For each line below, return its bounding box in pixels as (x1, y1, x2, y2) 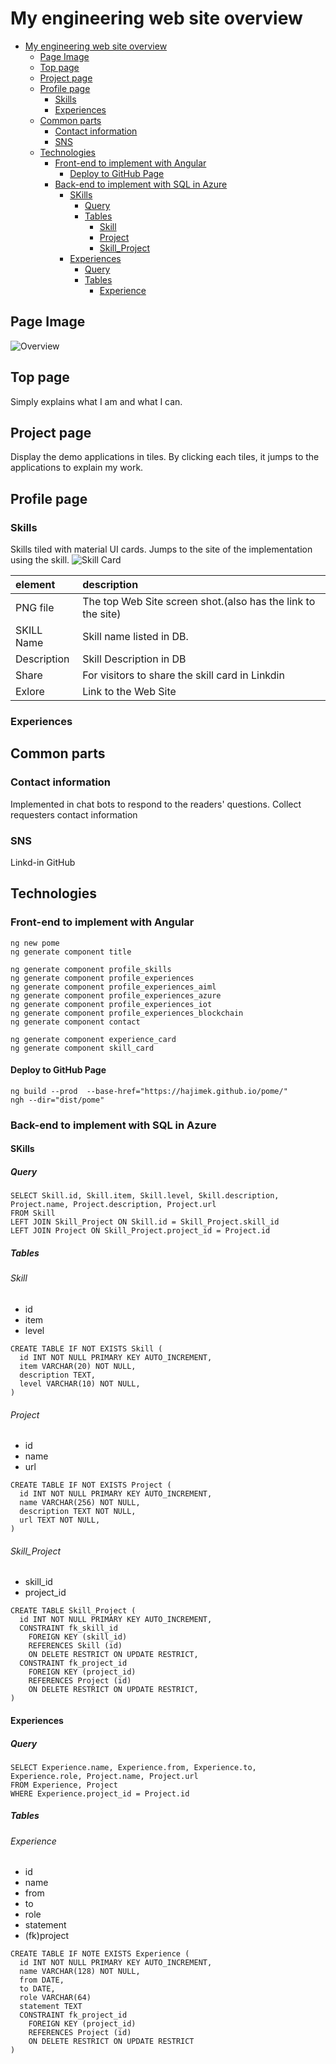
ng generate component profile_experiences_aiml (10, 982, 217, 992)
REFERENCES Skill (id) (28, 1641, 123, 1651)
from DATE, (19, 1975, 65, 1986)
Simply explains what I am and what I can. (10, 395, 183, 407)
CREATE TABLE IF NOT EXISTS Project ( (10, 1480, 172, 1491)
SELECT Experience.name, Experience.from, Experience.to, (10, 1762, 257, 1772)
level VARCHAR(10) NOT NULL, (19, 1378, 141, 1389)
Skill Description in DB (82, 652, 187, 666)
